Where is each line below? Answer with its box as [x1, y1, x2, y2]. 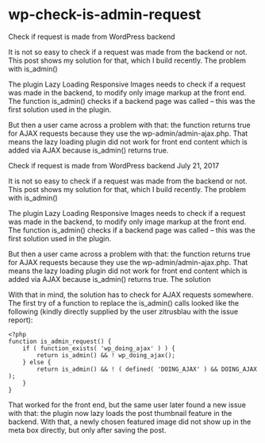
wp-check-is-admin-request [8, 6, 202, 24]
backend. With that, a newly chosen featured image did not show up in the [8, 417, 252, 426]
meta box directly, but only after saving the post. [8, 425, 167, 434]
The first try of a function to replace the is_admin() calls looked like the [8, 298, 240, 307]
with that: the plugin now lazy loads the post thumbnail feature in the [8, 408, 232, 418]
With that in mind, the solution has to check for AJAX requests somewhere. [8, 290, 254, 299]
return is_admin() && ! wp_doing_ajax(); [36, 351, 176, 359]
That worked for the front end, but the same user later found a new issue [8, 399, 246, 410]
